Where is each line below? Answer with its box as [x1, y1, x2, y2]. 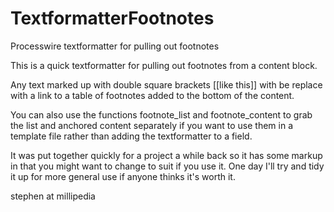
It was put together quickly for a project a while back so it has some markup [10, 149, 323, 161]
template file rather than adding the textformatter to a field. [10, 130, 253, 142]
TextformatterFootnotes [10, 7, 215, 30]
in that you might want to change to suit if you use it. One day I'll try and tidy [10, 160, 325, 172]
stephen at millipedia [10, 190, 96, 202]
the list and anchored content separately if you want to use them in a [10, 119, 294, 131]
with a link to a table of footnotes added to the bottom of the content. [10, 89, 295, 101]
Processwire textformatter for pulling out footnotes [10, 40, 220, 52]
